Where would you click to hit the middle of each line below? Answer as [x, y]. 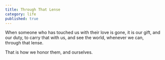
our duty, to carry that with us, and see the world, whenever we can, [74, 38]
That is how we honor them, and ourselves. [49, 52]
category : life [21, 14]
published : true [22, 19]
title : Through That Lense [33, 10]
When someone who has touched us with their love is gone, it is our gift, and [83, 33]
